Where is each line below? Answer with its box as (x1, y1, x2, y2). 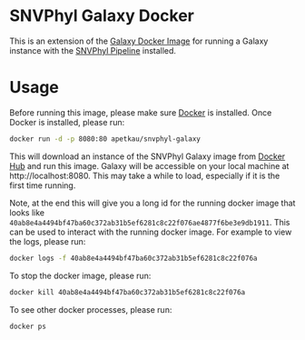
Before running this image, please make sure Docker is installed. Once (9, 106, 272, 118)
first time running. (9, 179, 76, 191)
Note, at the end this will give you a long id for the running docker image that (9, 197, 296, 208)
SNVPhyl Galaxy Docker (9, 5, 195, 26)
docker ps (9, 322, 47, 331)
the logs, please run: (9, 235, 86, 246)
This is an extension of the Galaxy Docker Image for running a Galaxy (9, 35, 269, 46)
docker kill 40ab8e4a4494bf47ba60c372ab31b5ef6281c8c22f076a (9, 287, 246, 296)
